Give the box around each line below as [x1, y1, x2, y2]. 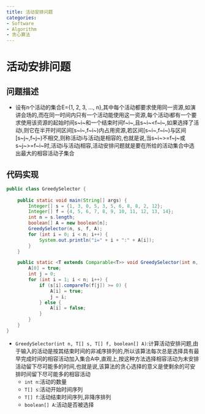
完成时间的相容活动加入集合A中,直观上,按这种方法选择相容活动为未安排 [20, 355, 199, 362]
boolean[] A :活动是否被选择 [24, 401, 94, 408]
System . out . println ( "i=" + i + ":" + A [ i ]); [39, 237, 155, 243]
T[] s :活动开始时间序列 [24, 385, 83, 393]
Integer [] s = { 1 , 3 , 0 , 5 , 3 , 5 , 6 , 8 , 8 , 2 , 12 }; [28, 203, 163, 209]
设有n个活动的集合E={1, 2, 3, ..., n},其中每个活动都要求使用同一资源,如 [15, 103, 191, 111]
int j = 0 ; [28, 271, 56, 277]
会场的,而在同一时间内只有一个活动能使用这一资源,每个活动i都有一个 [20, 111, 192, 119]
